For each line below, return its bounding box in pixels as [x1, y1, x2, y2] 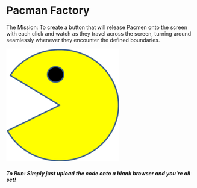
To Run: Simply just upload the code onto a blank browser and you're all [6, 169, 191, 177]
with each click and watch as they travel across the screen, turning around [6, 30, 192, 37]
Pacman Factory [6, 4, 90, 17]
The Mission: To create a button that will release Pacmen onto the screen [6, 23, 188, 31]
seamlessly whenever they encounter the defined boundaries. [6, 36, 160, 43]
